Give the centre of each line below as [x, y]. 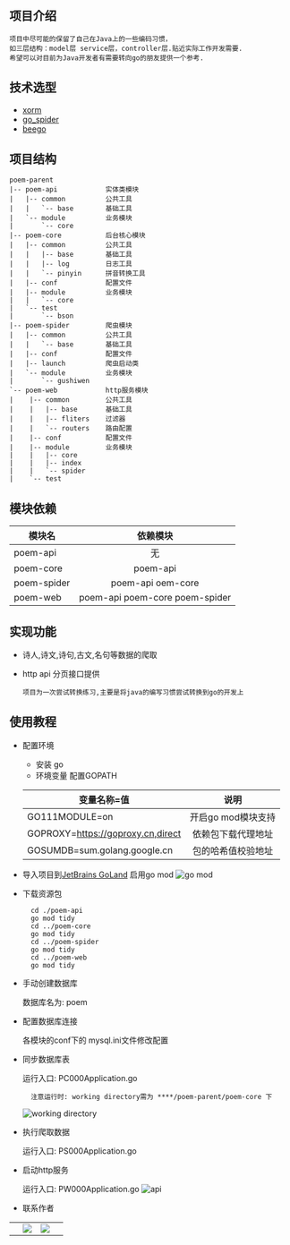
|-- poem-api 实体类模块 [74, 190]
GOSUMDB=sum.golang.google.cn [99, 850]
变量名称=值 [104, 799]
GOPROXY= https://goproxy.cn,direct [104, 833]
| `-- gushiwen [50, 381]
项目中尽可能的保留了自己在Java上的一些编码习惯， [91, 38]
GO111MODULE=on [70, 816]
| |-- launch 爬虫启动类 [74, 364]
